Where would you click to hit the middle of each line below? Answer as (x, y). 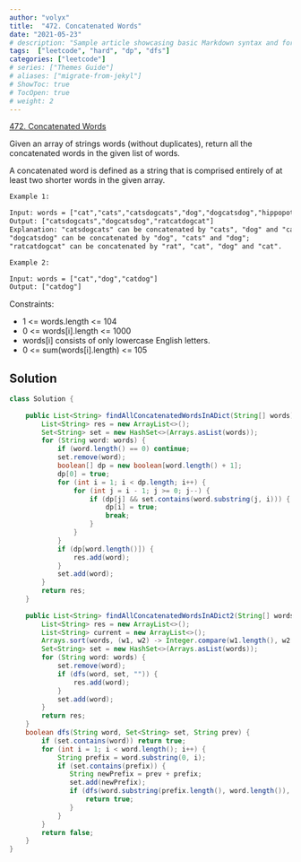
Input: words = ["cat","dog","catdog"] (84, 279)
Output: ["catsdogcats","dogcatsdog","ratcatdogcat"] (112, 222)
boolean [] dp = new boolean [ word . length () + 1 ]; (150, 466)
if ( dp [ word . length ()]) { (105, 549)
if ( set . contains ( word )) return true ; (114, 741)
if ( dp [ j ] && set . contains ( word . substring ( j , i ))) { (190, 499)
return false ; (68, 832)
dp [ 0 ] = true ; (83, 474)
